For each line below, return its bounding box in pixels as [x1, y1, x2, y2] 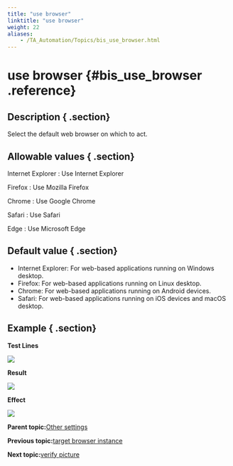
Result [7, 368, 27, 377]
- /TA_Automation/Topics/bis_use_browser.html [20, 37, 161, 44]
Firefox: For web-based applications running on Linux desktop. [17, 279, 202, 287]
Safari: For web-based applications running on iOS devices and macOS [17, 294, 226, 302]
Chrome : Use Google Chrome [7, 196, 96, 205]
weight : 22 [7, 23, 40, 31]
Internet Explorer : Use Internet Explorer [7, 169, 124, 178]
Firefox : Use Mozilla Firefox [7, 183, 90, 191]
